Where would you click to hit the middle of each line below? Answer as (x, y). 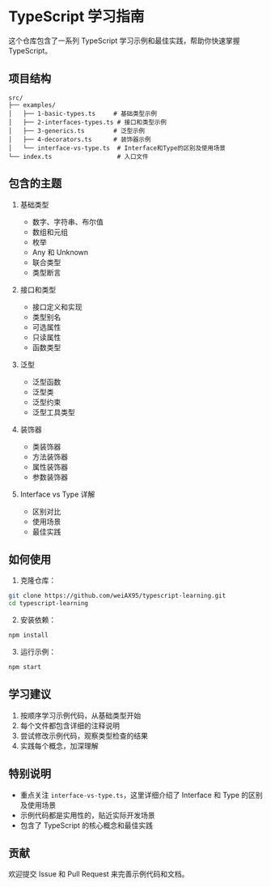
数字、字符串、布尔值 (68, 222)
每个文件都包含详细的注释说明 (70, 725)
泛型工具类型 (53, 412)
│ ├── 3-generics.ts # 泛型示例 (77, 130)
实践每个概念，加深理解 (59, 745)
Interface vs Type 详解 (57, 494)
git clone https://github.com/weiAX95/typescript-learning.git (117, 596)
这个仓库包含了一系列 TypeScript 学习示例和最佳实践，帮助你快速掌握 (124, 41)
